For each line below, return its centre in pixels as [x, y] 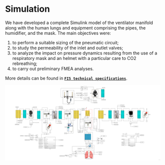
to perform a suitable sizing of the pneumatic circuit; [66, 42]
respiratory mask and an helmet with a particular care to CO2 [74, 58]
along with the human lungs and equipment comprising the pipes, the [76, 27]
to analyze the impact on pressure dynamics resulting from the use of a [85, 53]
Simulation [28, 9]
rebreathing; [25, 63]
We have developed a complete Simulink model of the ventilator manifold [79, 23]
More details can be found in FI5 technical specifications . [66, 78]
